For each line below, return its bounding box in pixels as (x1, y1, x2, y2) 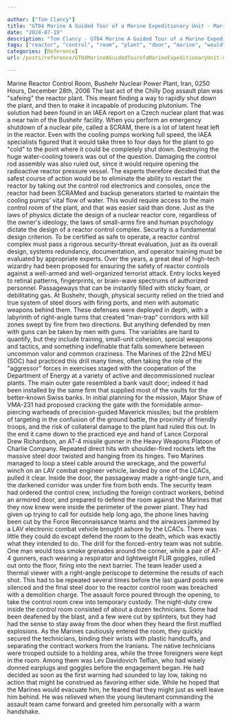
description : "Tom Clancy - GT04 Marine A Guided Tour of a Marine (7, 35, 205, 42)
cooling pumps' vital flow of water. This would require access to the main (7, 196, 214, 204)
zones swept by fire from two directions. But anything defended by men (7, 320, 211, 329)
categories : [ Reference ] (7, 48, 78, 55)
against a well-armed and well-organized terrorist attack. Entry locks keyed (7, 269, 221, 277)
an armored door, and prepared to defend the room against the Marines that (7, 496, 222, 504)
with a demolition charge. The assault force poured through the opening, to (7, 590, 220, 599)
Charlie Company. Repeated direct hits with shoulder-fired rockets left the (7, 444, 217, 452)
